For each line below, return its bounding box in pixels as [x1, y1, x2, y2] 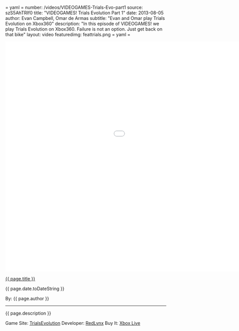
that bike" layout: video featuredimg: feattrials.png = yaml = [5, 32, 131, 37]
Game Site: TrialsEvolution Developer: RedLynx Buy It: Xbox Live [5, 320, 140, 326]
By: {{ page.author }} [5, 296, 50, 301]
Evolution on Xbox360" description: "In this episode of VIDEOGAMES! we [5, 20, 159, 27]
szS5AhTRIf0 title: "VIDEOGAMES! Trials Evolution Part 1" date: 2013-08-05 [5, 10, 164, 16]
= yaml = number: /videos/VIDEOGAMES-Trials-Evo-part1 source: [5, 5, 143, 10]
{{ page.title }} [5, 276, 36, 281]
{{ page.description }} [5, 310, 52, 316]
